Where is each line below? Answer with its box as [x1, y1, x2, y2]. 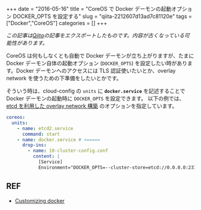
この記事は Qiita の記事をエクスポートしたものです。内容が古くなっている [6, 32, 185, 39]
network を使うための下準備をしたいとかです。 [6, 74, 122, 82]
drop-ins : [22, 142, 47, 148]
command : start [22, 131, 60, 137]
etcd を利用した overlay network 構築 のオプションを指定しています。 [6, 103, 178, 109]
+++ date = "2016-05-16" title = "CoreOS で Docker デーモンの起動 [6, 5, 172, 12]
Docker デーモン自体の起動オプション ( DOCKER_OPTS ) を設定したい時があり [6, 59, 188, 67]
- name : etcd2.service [17, 125, 74, 131]
